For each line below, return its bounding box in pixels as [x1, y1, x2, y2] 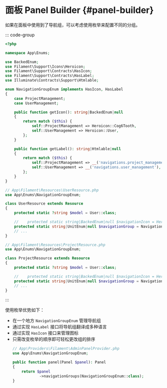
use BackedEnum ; [5, 59, 39, 65]
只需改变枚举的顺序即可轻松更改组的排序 [12, 336, 95, 342]
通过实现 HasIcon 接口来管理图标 [12, 330, 79, 336]
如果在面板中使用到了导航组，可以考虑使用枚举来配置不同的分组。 [5, 22, 140, 28]
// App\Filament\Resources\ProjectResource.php [5, 242, 106, 247]
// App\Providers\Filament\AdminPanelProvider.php [12, 346, 120, 351]
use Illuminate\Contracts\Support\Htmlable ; [5, 78, 99, 83]
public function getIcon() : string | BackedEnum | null [14, 110, 123, 115]
